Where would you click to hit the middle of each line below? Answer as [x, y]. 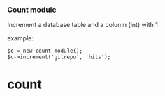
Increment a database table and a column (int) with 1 [83, 25]
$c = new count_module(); [45, 51]
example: [20, 38]
